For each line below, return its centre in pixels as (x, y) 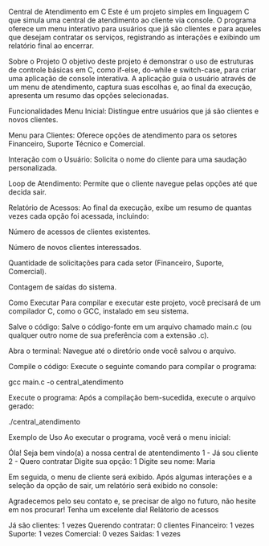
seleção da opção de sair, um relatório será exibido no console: (113, 485)
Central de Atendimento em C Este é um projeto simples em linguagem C (129, 12)
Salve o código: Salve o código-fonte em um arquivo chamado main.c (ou (130, 326)
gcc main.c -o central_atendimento (66, 382)
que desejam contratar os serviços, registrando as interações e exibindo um (134, 37)
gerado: (21, 406)
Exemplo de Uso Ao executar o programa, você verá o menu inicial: (120, 437)
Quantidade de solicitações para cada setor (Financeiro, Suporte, (116, 263)
